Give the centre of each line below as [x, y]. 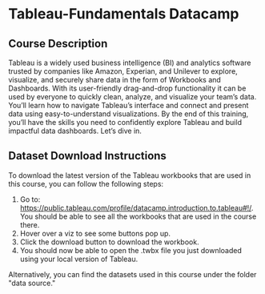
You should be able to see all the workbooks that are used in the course [138, 216]
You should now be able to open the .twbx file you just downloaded [131, 250]
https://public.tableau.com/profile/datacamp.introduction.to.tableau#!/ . [137, 207]
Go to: [30, 199]
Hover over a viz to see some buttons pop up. [95, 233]
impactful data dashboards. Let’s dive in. [75, 131]
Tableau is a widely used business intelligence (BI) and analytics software [130, 62]
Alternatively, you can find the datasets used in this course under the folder [132, 274]
